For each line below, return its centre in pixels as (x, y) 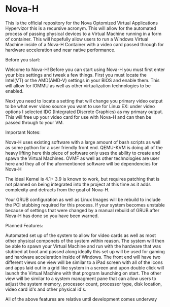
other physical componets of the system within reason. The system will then (85, 241)
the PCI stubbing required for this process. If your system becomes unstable (85, 205)
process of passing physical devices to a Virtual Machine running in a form (83, 33)
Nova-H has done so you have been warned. (52, 216)
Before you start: (23, 59)
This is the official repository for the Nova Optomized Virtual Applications (82, 23)
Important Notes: (23, 132)
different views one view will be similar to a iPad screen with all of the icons (84, 262)
